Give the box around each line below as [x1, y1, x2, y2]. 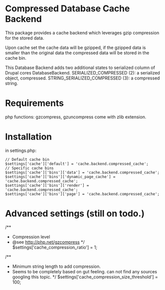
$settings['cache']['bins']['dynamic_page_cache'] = [5, 174, 116, 179]
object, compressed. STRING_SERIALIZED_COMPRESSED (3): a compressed [5, 75, 160, 81]
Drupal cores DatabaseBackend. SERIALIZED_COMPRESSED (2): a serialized [5, 70, 160, 75]
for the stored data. [5, 35, 44, 41]
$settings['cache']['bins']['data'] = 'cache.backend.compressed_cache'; [5, 170, 160, 175]
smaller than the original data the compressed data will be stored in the [5, 50, 149, 56]
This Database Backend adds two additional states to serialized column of [5, 65, 155, 71]
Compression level [12, 234, 50, 240]
